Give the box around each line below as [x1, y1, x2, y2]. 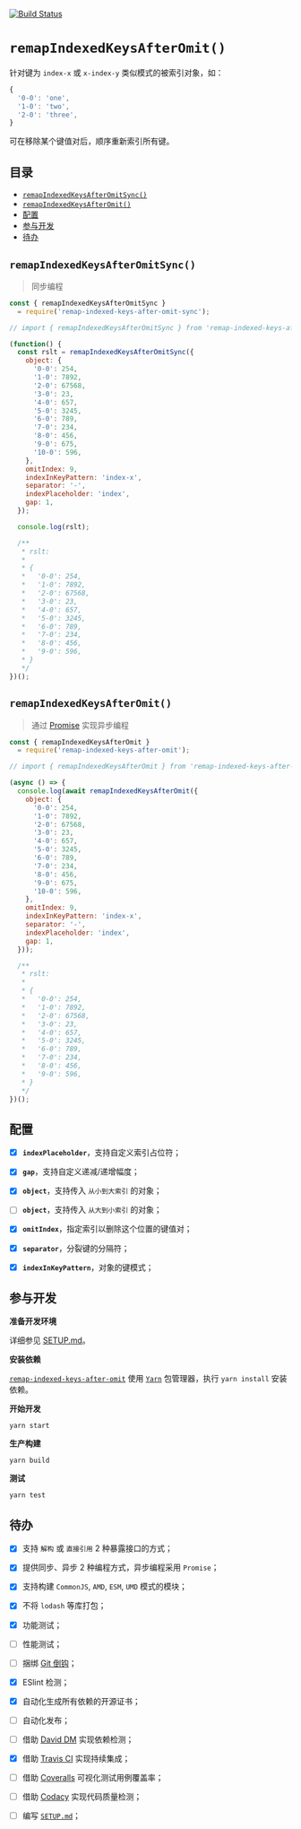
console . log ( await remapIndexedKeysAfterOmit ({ [17, 787, 199, 796]
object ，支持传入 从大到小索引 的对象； [21, 1205, 162, 1215]
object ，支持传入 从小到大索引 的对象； [21, 1185, 162, 1197]
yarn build [9, 1456, 50, 1466]
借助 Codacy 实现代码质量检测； [21, 1791, 142, 1802]
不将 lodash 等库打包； [21, 1600, 107, 1611]
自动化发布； [21, 1714, 70, 1726]
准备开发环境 [9, 1316, 56, 1327]
